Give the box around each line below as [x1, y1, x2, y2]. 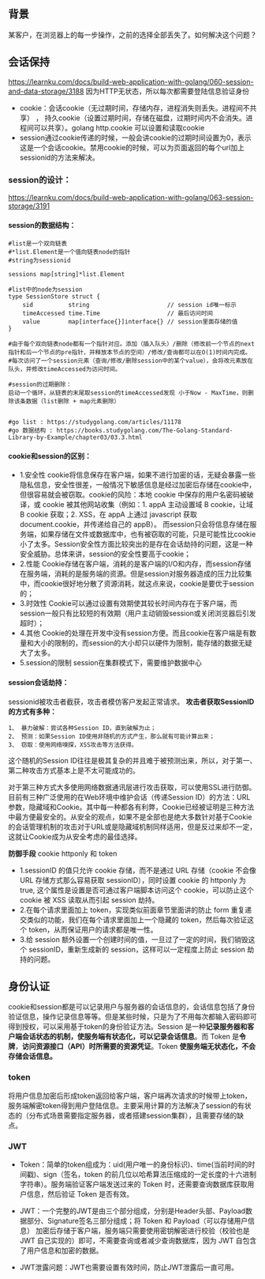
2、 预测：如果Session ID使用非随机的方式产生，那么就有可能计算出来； [8, 732, 215, 740]
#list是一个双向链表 [8, 240, 68, 248]
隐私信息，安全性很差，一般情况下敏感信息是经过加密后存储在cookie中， [19, 480, 256, 490]
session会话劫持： [8, 677, 69, 687]
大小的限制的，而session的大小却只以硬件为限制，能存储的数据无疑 [33, 638, 252, 648]
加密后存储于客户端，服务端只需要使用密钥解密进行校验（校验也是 [35, 1225, 250, 1235]
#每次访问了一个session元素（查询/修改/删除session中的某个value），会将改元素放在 [8, 357, 254, 365]
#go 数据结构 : [8, 426, 54, 435]
